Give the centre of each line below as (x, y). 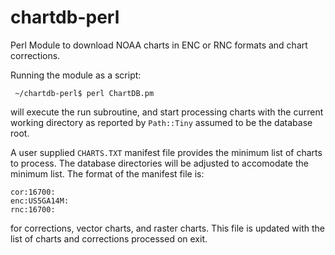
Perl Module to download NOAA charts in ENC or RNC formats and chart (159, 45)
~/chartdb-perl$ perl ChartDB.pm (84, 93)
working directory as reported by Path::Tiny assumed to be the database (161, 122)
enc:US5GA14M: (40, 201)
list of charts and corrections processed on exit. (109, 238)
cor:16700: (33, 192)
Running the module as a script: (76, 75)
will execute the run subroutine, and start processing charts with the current (167, 112)
